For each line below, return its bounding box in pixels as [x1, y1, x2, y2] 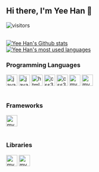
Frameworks [6, 102, 43, 110]
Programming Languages [6, 61, 81, 69]
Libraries [6, 141, 33, 149]
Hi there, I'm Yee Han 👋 [6, 6, 92, 16]
